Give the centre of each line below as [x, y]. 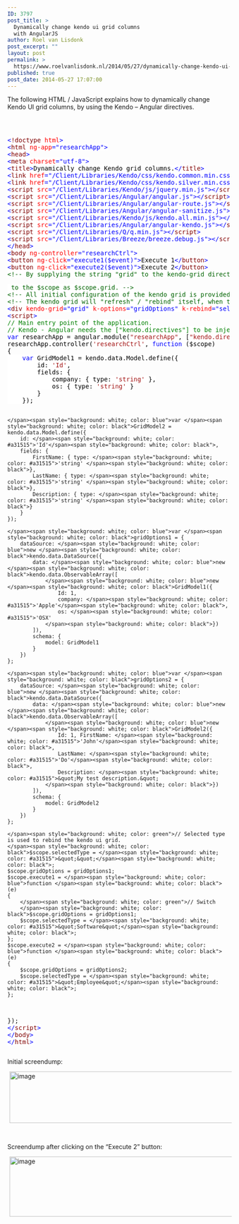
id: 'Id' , [54, 365]
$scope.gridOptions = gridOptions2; [74, 970]
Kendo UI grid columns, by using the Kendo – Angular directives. [101, 107]
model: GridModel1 [72, 643]
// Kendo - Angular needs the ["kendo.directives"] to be [110, 330]
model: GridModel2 [72, 803]
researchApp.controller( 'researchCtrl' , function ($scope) [112, 344]
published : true [31, 73]
